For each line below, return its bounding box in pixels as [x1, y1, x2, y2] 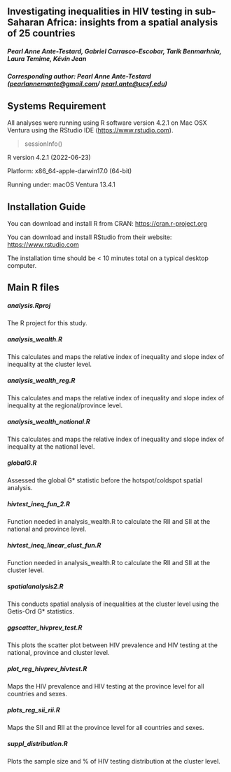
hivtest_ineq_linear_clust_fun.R [7, 541, 101, 549]
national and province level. [7, 525, 87, 534]
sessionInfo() [24, 140, 63, 148]
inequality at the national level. [7, 442, 95, 451]
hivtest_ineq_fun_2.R [7, 499, 71, 508]
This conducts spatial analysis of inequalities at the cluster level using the [7, 600, 219, 609]
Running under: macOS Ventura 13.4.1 [7, 180, 115, 189]
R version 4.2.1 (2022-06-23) [7, 154, 91, 162]
